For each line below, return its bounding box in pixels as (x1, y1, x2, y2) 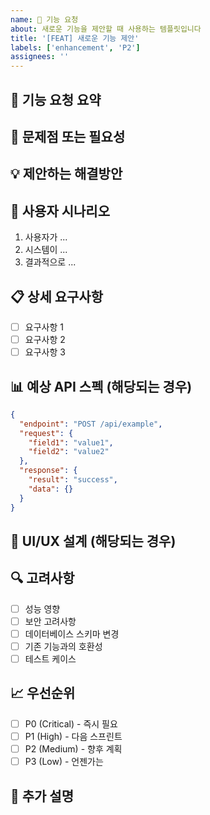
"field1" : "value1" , (28, 437, 114, 448)
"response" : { (19, 466, 78, 476)
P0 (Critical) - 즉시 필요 (24, 717, 118, 730)
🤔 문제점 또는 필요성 (10, 128, 126, 145)
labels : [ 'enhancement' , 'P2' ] (10, 42, 141, 53)
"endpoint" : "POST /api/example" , (19, 419, 163, 429)
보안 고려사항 (24, 615, 77, 627)
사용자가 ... (24, 231, 68, 243)
